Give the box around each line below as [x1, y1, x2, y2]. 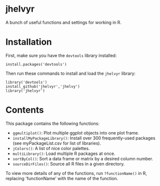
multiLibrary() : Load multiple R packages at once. [12, 151, 116, 156]
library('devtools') [5, 80, 48, 85]
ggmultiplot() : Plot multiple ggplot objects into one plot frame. [12, 130, 140, 135]
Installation [5, 36, 52, 48]
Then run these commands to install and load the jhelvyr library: [5, 70, 136, 76]
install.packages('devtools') [5, 62, 67, 67]
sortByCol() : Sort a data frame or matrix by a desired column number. [12, 155, 153, 161]
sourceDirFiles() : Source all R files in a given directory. [12, 161, 125, 167]
